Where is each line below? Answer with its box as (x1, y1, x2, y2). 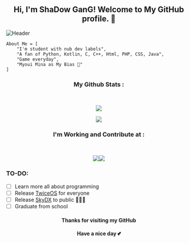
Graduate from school (14, 202, 68, 209)
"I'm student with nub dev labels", (16, 46, 107, 52)
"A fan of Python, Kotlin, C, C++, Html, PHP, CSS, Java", (16, 51, 165, 57)
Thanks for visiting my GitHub (61, 217, 136, 224)
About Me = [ (6, 41, 38, 46)
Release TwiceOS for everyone (14, 189, 90, 197)
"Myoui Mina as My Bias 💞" (16, 61, 83, 67)
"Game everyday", (16, 56, 59, 62)
